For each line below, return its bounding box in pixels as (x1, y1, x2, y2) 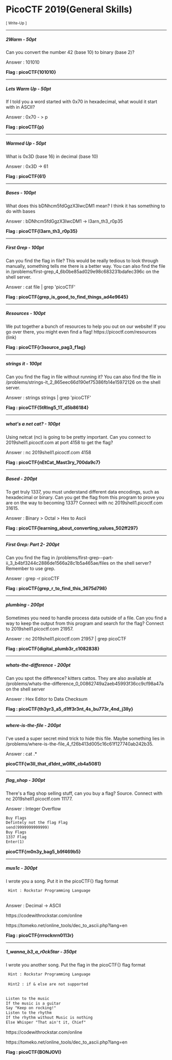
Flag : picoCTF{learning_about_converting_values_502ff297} (6, 525, 138, 531)
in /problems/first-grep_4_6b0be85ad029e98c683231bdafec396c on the (6, 268, 160, 274)
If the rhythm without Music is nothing (6, 1015, 93, 1020)
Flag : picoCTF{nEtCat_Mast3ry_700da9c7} (6, 459, 101, 465)
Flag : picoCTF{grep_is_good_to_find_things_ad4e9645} (6, 293, 129, 300)
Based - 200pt (6, 476, 37, 482)
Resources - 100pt (6, 310, 46, 317)
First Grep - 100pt (6, 245, 44, 251)
